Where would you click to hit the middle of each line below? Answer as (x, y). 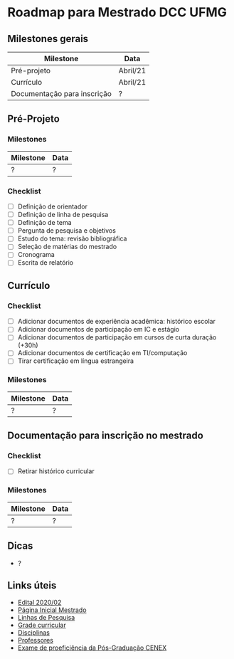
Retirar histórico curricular (56, 471)
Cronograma (36, 255)
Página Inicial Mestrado (52, 610)
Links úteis (32, 585)
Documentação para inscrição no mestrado (106, 436)
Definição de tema (45, 223)
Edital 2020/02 (39, 603)
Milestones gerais (48, 39)
